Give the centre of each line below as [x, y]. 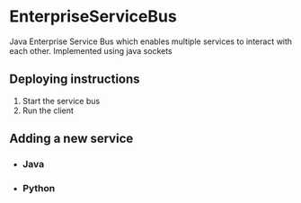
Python [39, 188]
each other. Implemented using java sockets [91, 50]
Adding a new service [71, 139]
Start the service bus [61, 101]
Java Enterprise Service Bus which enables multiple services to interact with [151, 41]
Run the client [48, 110]
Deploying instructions [75, 79]
